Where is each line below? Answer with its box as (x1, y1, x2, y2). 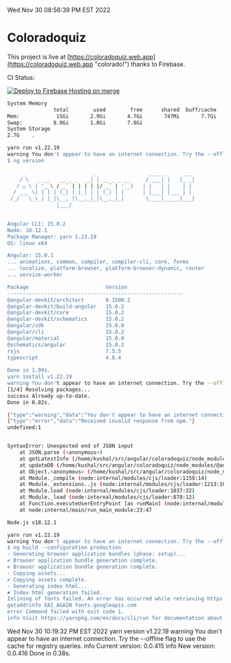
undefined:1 (7, 424, 41, 431)
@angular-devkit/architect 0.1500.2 (7, 296, 131, 304)
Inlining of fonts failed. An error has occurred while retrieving (7, 596, 205, 602)
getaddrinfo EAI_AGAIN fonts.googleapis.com (7, 602, 137, 609)
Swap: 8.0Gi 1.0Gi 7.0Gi (7, 119, 143, 126)
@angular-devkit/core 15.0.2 (7, 309, 125, 316)
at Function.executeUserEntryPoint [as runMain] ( (19, 501, 168, 507)
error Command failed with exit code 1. (7, 609, 125, 615)
